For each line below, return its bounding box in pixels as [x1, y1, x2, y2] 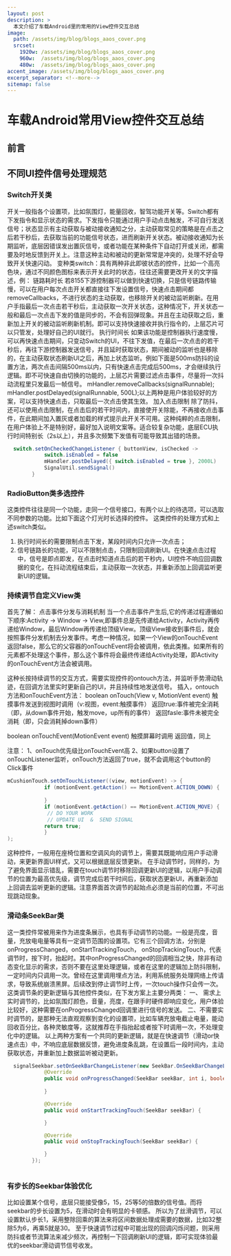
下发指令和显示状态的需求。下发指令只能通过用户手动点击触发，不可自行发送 [7, 215, 224, 224]
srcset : [13, 42, 36, 49]
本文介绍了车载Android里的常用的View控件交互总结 [13, 23, 140, 30]
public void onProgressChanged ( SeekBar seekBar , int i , [43, 1075, 208, 1082]
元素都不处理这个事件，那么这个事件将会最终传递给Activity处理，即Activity [7, 651, 219, 659]
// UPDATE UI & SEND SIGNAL [47, 816, 134, 823]
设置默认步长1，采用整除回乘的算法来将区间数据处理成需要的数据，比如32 [7, 1215, 216, 1224]
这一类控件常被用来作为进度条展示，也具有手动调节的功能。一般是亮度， [7, 928, 212, 936]
